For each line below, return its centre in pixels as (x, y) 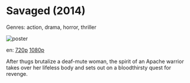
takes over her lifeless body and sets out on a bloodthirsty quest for (89, 67)
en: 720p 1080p (25, 50)
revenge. (17, 74)
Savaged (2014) (46, 11)
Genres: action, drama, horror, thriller (51, 27)
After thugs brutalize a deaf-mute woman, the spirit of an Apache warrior (95, 61)
